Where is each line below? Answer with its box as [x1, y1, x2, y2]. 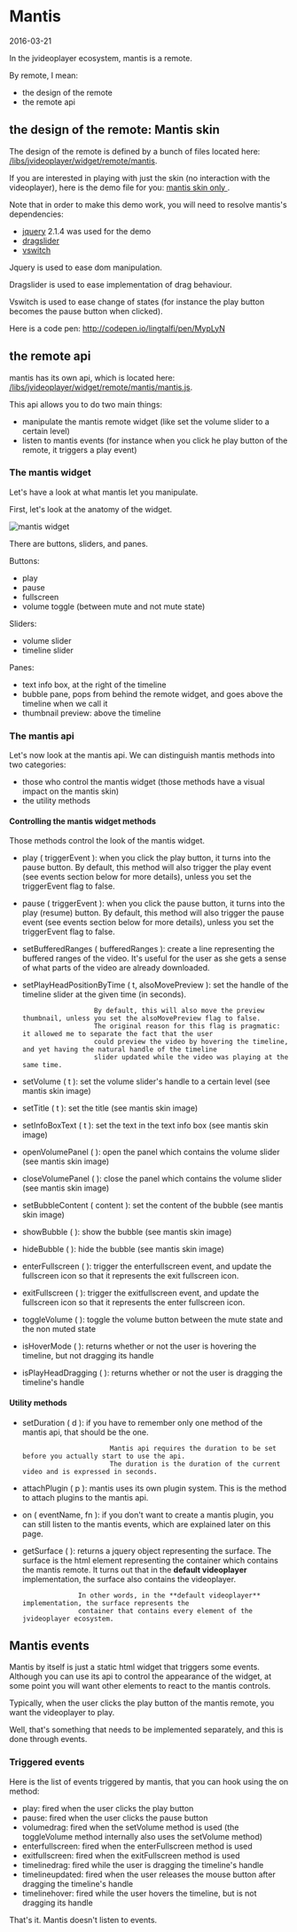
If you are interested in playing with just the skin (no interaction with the [9, 172, 270, 183]
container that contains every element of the [78, 1606, 254, 1615]
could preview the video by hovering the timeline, [93, 1037, 289, 1047]
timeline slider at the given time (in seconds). [21, 989, 187, 1000]
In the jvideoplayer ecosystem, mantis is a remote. [9, 52, 193, 63]
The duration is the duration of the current [109, 1459, 281, 1469]
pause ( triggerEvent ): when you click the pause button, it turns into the [21, 899, 285, 909]
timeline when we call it [21, 698, 108, 709]
